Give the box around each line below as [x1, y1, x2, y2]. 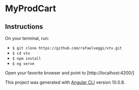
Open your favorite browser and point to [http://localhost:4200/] [5, 70, 135, 76]
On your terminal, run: [5, 35, 49, 41]
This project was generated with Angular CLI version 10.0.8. [5, 79, 125, 85]
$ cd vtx [12, 51, 30, 56]
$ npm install [12, 56, 41, 61]
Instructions [5, 22, 43, 31]
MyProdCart [5, 3, 56, 14]
